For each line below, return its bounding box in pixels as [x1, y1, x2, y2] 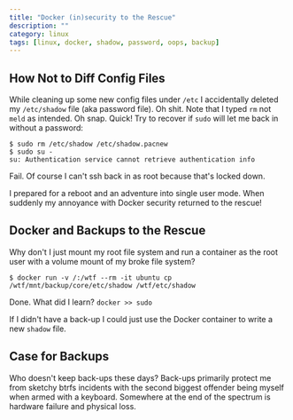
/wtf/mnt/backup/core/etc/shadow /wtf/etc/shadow [9, 281, 197, 289]
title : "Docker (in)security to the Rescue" [9, 12, 176, 22]
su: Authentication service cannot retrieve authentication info [9, 155, 255, 164]
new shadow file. [9, 323, 66, 334]
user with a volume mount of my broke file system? [9, 256, 196, 266]
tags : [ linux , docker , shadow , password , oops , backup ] [9, 37, 220, 47]
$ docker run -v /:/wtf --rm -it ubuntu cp [9, 273, 173, 282]
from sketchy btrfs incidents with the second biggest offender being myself [9, 382, 285, 392]
